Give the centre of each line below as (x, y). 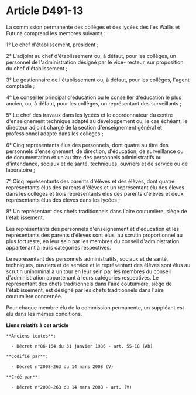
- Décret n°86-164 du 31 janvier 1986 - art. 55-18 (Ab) (82, 346)
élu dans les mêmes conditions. (44, 314)
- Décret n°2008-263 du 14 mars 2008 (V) (63, 367)
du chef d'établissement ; (37, 68)
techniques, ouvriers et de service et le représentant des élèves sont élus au (98, 265)
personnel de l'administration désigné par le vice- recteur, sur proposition (95, 62)
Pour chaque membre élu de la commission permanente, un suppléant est (95, 307)
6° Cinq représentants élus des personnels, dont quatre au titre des (87, 145)
